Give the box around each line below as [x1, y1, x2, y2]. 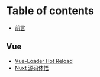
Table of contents [6, 4, 95, 18]
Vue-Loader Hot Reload [14, 57, 73, 64]
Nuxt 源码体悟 [14, 64, 49, 71]
